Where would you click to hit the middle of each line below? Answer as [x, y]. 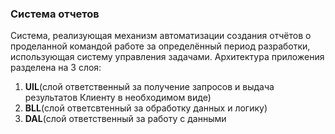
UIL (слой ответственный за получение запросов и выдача [149, 87]
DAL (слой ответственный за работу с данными [125, 119]
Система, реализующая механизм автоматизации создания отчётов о [161, 36]
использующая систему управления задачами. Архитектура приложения [167, 57]
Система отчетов [55, 14]
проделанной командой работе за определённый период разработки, [160, 46]
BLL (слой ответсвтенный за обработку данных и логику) [146, 108]
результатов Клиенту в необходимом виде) [118, 98]
